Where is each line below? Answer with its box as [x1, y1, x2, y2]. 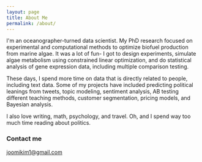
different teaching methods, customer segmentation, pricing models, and [6, 94, 191, 101]
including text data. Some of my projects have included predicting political [6, 81, 193, 89]
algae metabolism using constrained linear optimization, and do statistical [6, 56, 192, 64]
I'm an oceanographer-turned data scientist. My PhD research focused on [6, 37, 193, 45]
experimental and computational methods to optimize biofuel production [6, 43, 189, 51]
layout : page [6, 9, 40, 15]
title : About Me [6, 15, 48, 21]
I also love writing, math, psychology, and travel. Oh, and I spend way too [6, 112, 191, 120]
